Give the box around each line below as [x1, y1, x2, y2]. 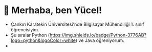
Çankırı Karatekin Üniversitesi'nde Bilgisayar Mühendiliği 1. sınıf [10, 21, 145, 27]
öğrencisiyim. [10, 26, 39, 32]
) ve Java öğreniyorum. [75, 37, 124, 43]
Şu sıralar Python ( [10, 32, 50, 38]
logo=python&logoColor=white [10, 37, 76, 43]
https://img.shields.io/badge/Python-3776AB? [49, 32, 147, 38]
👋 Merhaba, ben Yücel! [3, 5, 102, 16]
